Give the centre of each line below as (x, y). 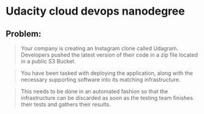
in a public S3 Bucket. (48, 61)
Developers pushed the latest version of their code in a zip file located (109, 55)
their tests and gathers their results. (66, 104)
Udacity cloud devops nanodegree (95, 11)
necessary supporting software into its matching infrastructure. (100, 80)
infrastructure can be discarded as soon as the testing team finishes (107, 98)
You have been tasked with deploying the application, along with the (107, 73)
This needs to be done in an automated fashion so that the (94, 91)
